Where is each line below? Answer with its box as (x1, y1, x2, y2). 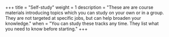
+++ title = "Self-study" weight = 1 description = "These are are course (5, 5, 153, 10)
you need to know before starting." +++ (5, 26, 88, 32)
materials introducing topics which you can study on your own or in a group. (5, 10, 164, 16)
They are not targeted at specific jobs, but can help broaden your (5, 15, 142, 21)
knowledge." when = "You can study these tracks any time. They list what (5, 20, 159, 26)
